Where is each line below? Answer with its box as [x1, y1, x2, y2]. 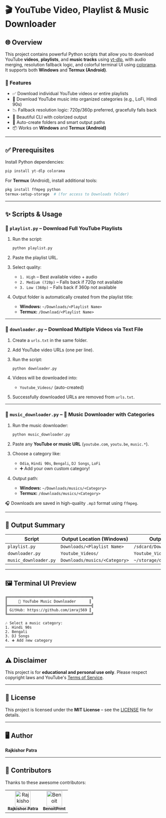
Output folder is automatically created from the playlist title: [12, 294, 133, 300]
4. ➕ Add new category [5, 638, 53, 643]
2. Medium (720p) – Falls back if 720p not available [19, 279, 123, 285]
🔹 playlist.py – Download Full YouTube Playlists [5, 225, 123, 232]
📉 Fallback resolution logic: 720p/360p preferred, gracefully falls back [12, 107, 157, 113]
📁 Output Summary [5, 521, 65, 530]
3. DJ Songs [5, 634, 30, 639]
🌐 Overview [5, 38, 42, 47]
